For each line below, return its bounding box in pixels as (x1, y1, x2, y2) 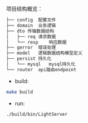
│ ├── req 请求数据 (6, 33, 56, 40)
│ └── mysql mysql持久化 (6, 61, 76, 67)
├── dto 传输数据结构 (6, 28, 55, 34)
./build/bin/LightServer (6, 111, 68, 117)
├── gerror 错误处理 (6, 45, 56, 51)
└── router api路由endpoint (6, 67, 77, 72)
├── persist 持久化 (6, 56, 52, 62)
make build (6, 89, 33, 95)
